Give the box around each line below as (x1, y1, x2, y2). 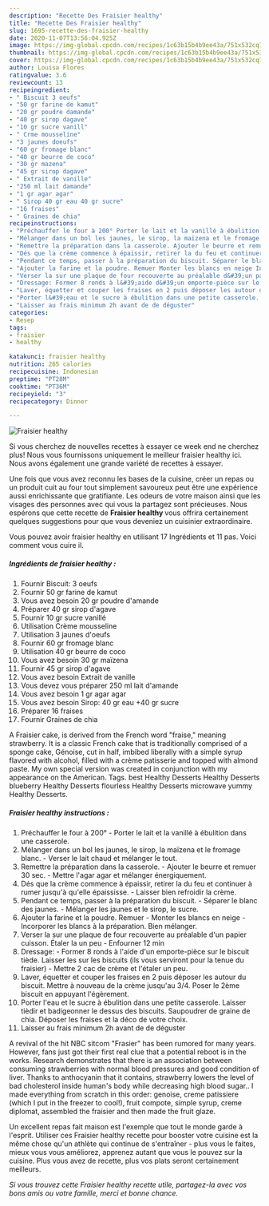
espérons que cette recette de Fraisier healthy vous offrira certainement (9, 508, 248, 518)
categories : (9, 308, 49, 316)
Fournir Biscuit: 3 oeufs (20, 579, 98, 589)
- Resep (9, 316, 35, 324)
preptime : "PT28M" (9, 375, 70, 383)
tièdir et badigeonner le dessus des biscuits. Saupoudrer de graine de (20, 1006, 251, 1016)
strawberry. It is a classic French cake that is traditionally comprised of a (9, 739, 248, 748)
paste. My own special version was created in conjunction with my (9, 764, 228, 774)
